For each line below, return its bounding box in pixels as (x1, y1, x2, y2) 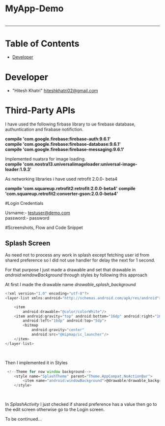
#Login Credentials (5, 200, 44, 206)
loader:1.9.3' (5, 166, 32, 172)
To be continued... (5, 416, 42, 422)
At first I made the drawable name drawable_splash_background (5, 282, 136, 287)
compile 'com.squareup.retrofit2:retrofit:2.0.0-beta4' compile (5, 186, 136, 192)
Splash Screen (5, 239, 51, 247)
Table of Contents (5, 38, 80, 49)
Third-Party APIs (5, 105, 76, 116)
